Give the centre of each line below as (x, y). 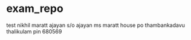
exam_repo (35, 9)
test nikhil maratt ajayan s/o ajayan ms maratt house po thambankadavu (96, 25)
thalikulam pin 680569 (34, 31)
